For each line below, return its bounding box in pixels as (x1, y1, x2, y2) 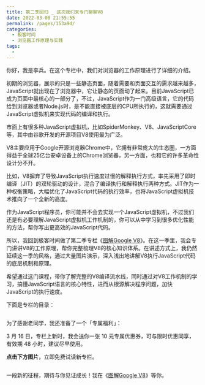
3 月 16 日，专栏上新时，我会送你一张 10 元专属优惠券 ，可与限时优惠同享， (6, 332, 195, 340)
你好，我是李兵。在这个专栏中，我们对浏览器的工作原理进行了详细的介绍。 (6, 66, 194, 74)
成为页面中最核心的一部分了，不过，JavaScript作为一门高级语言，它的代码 (6, 94, 195, 102)
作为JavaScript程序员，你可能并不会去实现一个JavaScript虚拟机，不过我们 (6, 208, 195, 215)
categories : (6, 26, 37, 32)
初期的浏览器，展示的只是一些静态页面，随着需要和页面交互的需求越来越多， (6, 79, 199, 86)
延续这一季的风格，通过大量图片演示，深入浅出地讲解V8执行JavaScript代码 (6, 252, 196, 259)
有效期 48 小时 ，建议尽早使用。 (6, 340, 86, 347)
